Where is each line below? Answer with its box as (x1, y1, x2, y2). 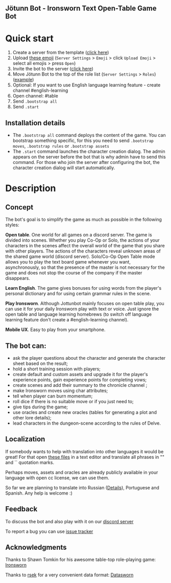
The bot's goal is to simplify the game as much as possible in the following (5, 217, 162, 223)
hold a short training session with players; (12, 365, 101, 372)
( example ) (12, 77, 34, 83)
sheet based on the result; (12, 360, 68, 366)
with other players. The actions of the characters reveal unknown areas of (5, 248, 161, 254)
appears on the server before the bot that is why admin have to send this (12, 154, 166, 160)
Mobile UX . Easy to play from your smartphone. (5, 327, 106, 333)
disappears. (5, 275, 31, 282)
